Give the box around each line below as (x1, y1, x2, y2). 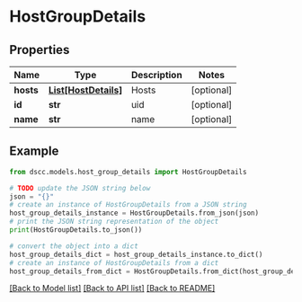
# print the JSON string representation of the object (9, 218, 219, 226)
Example (9, 144, 59, 159)
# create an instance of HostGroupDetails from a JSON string (9, 200, 247, 209)
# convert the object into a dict (9, 241, 139, 251)
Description (130, 69, 182, 81)
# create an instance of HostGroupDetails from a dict (9, 258, 219, 267)
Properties (9, 42, 70, 58)
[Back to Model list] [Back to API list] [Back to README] (9, 283, 216, 294)
